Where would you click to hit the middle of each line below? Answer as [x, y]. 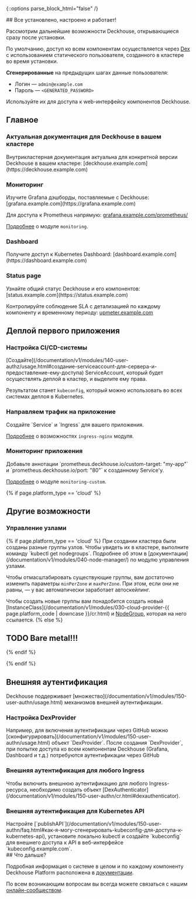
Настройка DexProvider [41, 718]
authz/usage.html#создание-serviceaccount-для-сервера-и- [81, 367]
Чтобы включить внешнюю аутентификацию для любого [77, 783]
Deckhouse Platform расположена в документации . [70, 873]
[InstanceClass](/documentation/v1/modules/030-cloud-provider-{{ [88, 607]
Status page [24, 276]
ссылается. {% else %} [35, 620]
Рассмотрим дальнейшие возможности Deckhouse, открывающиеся [92, 31]
